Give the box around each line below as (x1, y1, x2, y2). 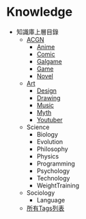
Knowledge (6, 4, 73, 20)
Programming (36, 159, 76, 168)
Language (36, 196, 66, 204)
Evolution (36, 137, 63, 146)
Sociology (26, 188, 55, 196)
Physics (36, 152, 59, 160)
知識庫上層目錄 (16, 27, 59, 36)
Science (26, 123, 50, 131)
